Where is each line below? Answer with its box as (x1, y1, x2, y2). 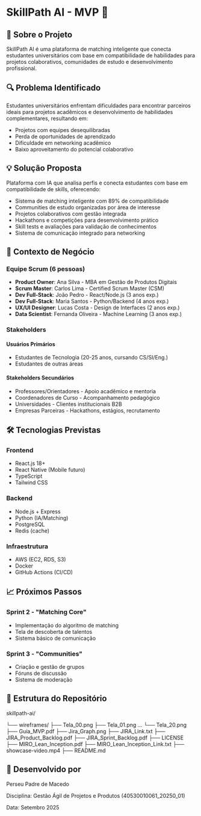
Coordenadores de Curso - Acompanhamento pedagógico (14, 394, 161, 401)
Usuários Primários (6, 340, 55, 347)
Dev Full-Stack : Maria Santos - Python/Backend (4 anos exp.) (14, 298, 169, 305)
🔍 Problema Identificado (6, 83, 101, 93)
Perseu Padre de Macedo (6, 780, 69, 788)
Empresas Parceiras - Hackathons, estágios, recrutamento (14, 406, 161, 414)
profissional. (6, 65, 37, 72)
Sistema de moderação (14, 675, 73, 683)
